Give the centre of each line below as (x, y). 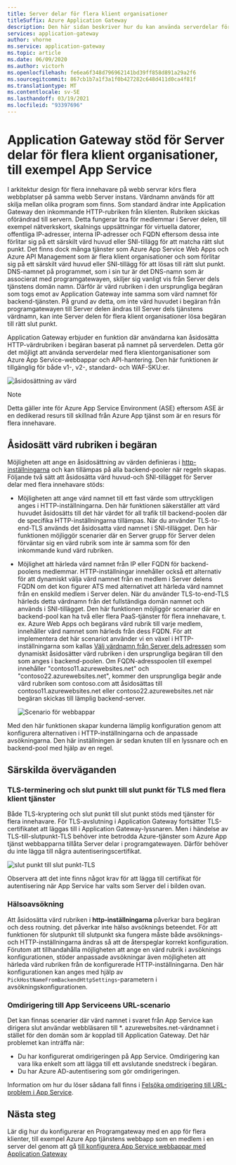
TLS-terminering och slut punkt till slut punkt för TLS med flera (117, 790)
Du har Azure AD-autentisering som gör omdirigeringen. (99, 1071)
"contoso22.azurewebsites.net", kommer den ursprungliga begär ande (119, 676)
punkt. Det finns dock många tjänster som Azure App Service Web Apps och (118, 249)
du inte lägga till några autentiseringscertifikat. (74, 852)
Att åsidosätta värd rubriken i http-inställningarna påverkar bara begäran (114, 919)
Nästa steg (32, 1114)
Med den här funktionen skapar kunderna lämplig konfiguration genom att (114, 725)
